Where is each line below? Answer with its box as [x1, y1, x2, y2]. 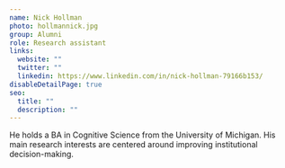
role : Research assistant [9, 38, 106, 48]
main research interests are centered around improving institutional [9, 139, 258, 150]
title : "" [17, 96, 54, 106]
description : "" [17, 105, 78, 114]
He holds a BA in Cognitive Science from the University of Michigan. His [9, 129, 276, 140]
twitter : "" [17, 64, 63, 73]
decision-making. [9, 149, 75, 160]
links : [9, 47, 34, 56]
